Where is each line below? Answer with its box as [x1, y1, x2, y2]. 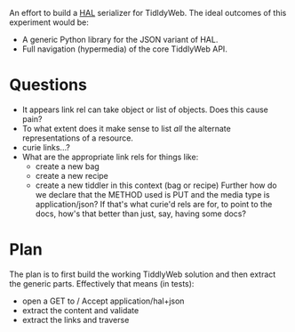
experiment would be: [9, 17, 89, 28]
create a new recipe [35, 170, 109, 181]
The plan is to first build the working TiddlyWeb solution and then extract [9, 269, 276, 279]
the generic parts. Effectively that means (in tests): [9, 278, 195, 288]
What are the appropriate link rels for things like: [21, 151, 199, 162]
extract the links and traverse [21, 314, 130, 325]
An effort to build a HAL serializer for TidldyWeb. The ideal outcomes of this [9, 8, 287, 18]
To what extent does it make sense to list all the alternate [21, 123, 231, 134]
